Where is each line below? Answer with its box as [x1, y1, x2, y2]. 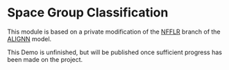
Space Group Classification [7, 5, 169, 21]
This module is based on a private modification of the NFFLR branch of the [7, 27, 221, 36]
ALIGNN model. [7, 34, 52, 43]
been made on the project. [7, 55, 83, 63]
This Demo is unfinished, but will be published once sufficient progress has [7, 48, 222, 56]
